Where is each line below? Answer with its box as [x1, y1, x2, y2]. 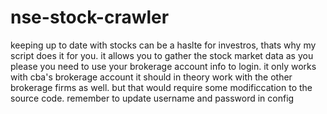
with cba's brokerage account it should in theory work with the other [10, 71, 293, 83]
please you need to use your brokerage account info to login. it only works [10, 60, 317, 72]
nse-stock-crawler [10, 6, 170, 29]
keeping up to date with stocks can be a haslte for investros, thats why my [10, 39, 317, 51]
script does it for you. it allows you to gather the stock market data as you [10, 49, 314, 61]
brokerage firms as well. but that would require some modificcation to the [10, 81, 313, 93]
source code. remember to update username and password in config [10, 92, 295, 104]
